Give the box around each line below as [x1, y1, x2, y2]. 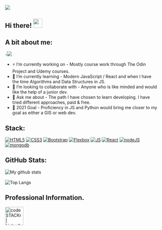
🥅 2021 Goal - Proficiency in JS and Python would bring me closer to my [12, 105, 158, 111]
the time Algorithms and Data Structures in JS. [12, 79, 106, 85]
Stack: [5, 124, 25, 132]
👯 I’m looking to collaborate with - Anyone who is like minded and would [12, 84, 157, 90]
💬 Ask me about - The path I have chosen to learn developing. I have [12, 95, 150, 100]
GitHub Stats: [5, 156, 47, 165]
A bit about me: [5, 38, 53, 46]
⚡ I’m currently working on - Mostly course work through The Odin [12, 61, 146, 67]
